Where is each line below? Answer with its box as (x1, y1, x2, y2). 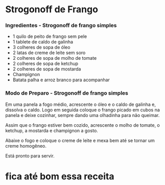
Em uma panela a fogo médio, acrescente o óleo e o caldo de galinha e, (5, 101, 156, 107)
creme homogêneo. (5, 143, 47, 149)
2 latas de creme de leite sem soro (12, 50, 86, 56)
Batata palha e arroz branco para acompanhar (12, 77, 110, 83)
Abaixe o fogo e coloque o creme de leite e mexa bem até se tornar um (5, 137, 155, 144)
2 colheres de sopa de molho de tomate (12, 55, 97, 61)
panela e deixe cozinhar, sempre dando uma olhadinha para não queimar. (5, 112, 160, 118)
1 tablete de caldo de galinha (12, 39, 73, 45)
